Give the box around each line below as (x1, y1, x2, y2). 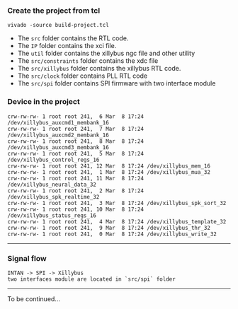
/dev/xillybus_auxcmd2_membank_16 (7, 132, 110, 139)
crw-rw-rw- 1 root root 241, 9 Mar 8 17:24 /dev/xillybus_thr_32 (7, 224, 211, 231)
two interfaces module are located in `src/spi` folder (7, 275, 176, 283)
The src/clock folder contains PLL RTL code (17, 71, 147, 80)
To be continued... (7, 294, 60, 303)
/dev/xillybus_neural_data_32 (7, 181, 97, 188)
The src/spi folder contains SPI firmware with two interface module (17, 79, 216, 88)
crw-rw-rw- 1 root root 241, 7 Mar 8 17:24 (7, 125, 144, 132)
